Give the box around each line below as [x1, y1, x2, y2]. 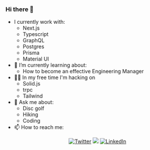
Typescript [22, 31, 49, 38]
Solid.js [22, 80, 41, 87]
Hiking [22, 111, 39, 118]
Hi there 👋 [5, 5, 34, 13]
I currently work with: [13, 19, 65, 26]
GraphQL [22, 37, 45, 44]
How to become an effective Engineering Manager [22, 68, 144, 75]
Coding [22, 117, 41, 124]
